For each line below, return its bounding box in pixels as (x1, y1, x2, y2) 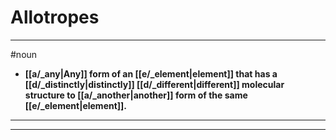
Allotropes (10, 6, 100, 29)
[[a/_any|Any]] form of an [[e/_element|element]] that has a (24, 67, 278, 80)
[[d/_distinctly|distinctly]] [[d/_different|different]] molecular (24, 78, 285, 90)
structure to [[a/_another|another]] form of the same (24, 89, 248, 101)
